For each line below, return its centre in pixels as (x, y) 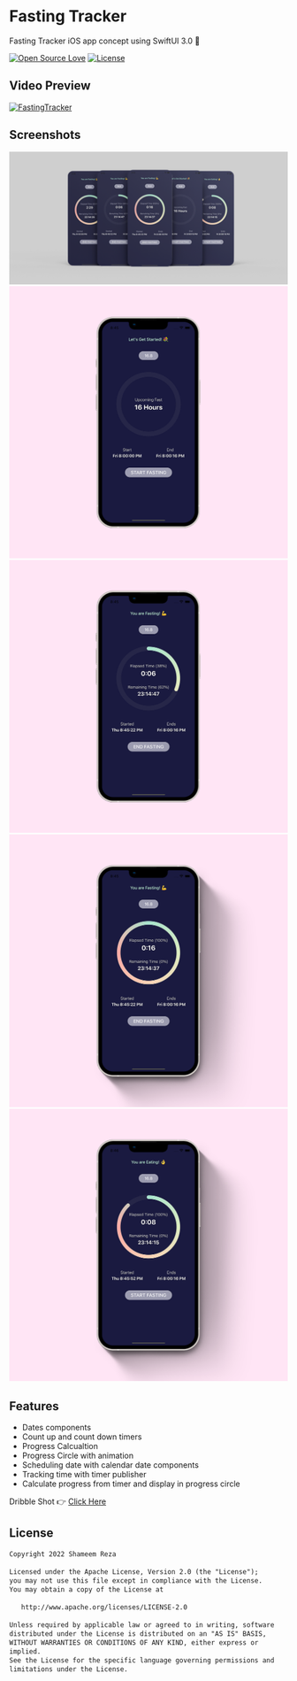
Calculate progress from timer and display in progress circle (131, 1484)
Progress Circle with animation (78, 1456)
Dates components (56, 1428)
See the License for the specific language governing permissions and (142, 1661)
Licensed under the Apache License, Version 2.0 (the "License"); (134, 1572)
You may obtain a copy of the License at (87, 1590)
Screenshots (45, 135)
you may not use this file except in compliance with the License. (136, 1581)
